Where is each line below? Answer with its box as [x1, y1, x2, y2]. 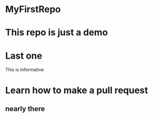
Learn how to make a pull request [5, 85, 148, 96]
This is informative [5, 67, 44, 73]
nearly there [5, 104, 45, 113]
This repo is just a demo [5, 27, 108, 38]
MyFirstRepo [5, 4, 61, 15]
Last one [5, 50, 42, 61]
